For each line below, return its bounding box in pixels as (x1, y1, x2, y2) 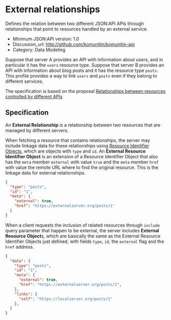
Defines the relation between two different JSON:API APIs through (5, 20, 144, 27)
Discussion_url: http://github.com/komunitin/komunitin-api (12, 41, 135, 47)
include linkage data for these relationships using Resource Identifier (5, 142, 149, 149)
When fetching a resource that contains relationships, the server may (5, 137, 150, 143)
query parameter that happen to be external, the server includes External (5, 227, 159, 233)
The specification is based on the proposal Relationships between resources (5, 88, 166, 94)
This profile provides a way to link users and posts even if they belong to (5, 72, 157, 79)
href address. (5, 243, 34, 250)
